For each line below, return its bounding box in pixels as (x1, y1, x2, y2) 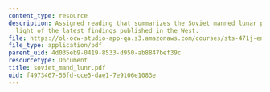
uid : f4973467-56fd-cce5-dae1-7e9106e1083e (8, 71, 157, 79)
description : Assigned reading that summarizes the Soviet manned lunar (8, 19, 257, 27)
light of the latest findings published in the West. (15, 26, 199, 34)
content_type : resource (8, 11, 88, 20)
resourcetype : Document (8, 57, 88, 65)
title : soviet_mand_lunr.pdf (8, 64, 106, 72)
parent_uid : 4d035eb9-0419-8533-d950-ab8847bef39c (8, 49, 182, 57)
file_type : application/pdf (8, 42, 103, 50)
